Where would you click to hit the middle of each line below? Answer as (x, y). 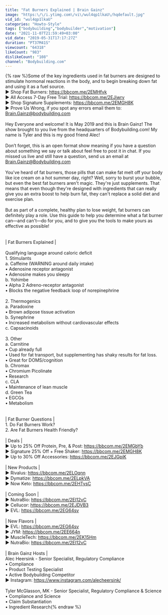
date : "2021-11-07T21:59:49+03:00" (43, 33)
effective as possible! (27, 226)
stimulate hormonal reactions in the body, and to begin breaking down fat (81, 81)
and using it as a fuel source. (35, 87)
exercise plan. (20, 199)
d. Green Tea (19, 392)
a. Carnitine (17, 344)
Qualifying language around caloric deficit (49, 253)
